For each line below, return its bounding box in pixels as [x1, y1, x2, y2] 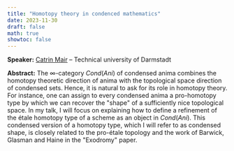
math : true [7, 29, 39, 37]
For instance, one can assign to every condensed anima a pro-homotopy [7, 92, 217, 100]
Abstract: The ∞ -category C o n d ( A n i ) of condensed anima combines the [7, 69, 217, 78]
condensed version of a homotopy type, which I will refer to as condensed [7, 121, 221, 129]
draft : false [7, 23, 45, 30]
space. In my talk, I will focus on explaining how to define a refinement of [7, 106, 218, 115]
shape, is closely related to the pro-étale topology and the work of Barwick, [7, 129, 225, 137]
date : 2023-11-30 [7, 17, 58, 24]
